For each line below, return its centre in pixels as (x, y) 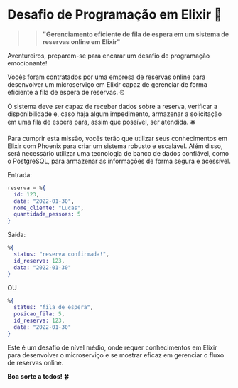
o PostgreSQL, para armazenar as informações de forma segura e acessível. (119, 161)
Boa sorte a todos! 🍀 (38, 376)
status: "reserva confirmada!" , (62, 255)
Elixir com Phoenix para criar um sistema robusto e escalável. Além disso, (115, 146)
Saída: (17, 235)
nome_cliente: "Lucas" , (49, 208)
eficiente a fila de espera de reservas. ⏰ (66, 92)
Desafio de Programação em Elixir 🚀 (115, 15)
